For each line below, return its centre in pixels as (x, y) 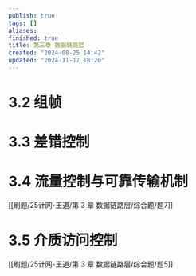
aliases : (23, 30)
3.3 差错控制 (49, 142)
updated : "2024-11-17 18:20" (57, 61)
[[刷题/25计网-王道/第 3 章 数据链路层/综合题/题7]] (91, 206)
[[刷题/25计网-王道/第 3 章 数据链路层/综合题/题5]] (91, 264)
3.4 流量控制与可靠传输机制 (98, 182)
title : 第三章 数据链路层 (47, 46)
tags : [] (23, 23)
